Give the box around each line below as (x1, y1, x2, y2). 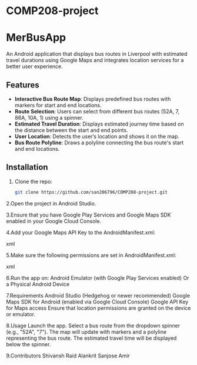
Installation (6, 163, 48, 173)
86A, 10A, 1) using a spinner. (14, 114, 84, 121)
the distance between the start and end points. (14, 126, 128, 133)
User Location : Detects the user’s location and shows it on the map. (14, 133, 180, 140)
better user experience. (6, 63, 63, 70)
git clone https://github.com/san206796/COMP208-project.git (14, 189, 168, 195)
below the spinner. (6, 340, 51, 347)
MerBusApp (6, 31, 66, 45)
